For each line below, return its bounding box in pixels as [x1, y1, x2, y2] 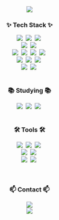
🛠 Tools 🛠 [13, 125, 46, 133]
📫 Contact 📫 [9, 185, 50, 194]
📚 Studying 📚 [7, 87, 52, 95]
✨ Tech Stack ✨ [6, 21, 53, 29]
